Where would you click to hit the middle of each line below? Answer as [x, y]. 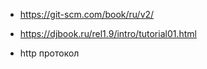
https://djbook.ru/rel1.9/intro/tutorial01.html [108, 33]
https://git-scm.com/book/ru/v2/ [87, 14]
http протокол [49, 53]
